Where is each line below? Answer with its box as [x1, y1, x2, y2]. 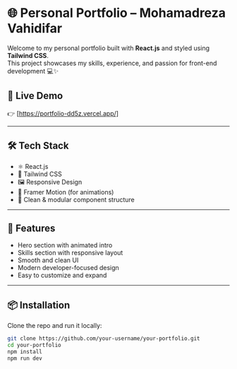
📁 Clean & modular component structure [17, 195, 135, 204]
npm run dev [7, 355, 42, 362]
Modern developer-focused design [17, 264, 120, 272]
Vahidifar [7, 20, 63, 37]
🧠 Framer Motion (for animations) [17, 187, 114, 196]
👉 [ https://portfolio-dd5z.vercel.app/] [7, 109, 119, 117]
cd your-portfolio [7, 341, 61, 349]
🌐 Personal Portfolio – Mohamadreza [7, 5, 226, 21]
